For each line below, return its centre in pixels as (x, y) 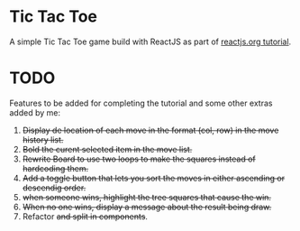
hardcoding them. (55, 168)
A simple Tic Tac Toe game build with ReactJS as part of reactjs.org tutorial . (150, 42)
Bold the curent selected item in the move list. (107, 149)
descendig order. (54, 188)
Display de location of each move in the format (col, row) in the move (150, 130)
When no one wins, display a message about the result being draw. (147, 207)
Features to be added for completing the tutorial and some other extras (141, 103)
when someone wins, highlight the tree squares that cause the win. (147, 197)
